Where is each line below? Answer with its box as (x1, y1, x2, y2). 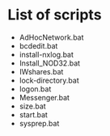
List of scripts (7, 6, 102, 24)
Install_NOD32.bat (19, 58, 81, 68)
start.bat (19, 109, 48, 119)
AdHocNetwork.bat (19, 32, 84, 42)
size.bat (19, 101, 46, 111)
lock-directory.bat (19, 75, 79, 85)
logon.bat (19, 83, 52, 94)
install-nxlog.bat (19, 49, 74, 59)
